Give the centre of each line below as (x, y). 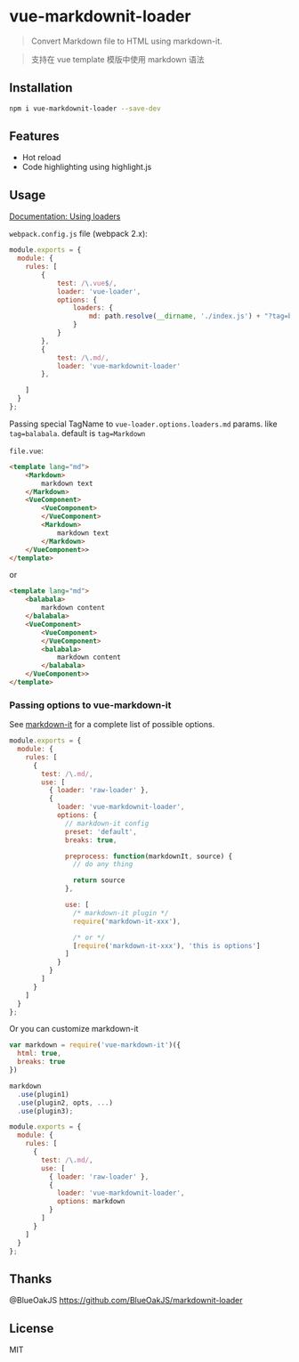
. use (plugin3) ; (45, 1111)
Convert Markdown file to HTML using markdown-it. (126, 41)
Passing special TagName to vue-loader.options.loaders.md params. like (143, 424)
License (32, 1328)
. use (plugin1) (43, 1094)
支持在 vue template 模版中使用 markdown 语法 (117, 59)
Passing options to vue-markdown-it (90, 705)
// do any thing (103, 864)
